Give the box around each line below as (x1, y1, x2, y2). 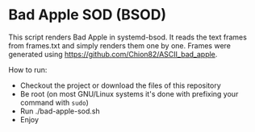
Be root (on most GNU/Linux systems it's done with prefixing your (19, 89, 239, 98)
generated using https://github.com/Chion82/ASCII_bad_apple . (8, 49, 218, 59)
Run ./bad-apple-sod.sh (19, 106, 101, 116)
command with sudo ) (19, 97, 89, 107)
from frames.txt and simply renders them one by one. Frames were (8, 40, 232, 50)
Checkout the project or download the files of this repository (19, 80, 222, 90)
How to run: (8, 64, 48, 74)
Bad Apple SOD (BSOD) (8, 6, 167, 24)
